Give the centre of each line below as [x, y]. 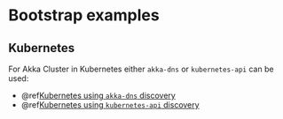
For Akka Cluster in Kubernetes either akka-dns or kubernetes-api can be [141, 69]
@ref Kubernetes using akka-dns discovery [98, 95]
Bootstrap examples [84, 15]
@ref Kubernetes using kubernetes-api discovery [110, 105]
